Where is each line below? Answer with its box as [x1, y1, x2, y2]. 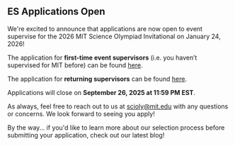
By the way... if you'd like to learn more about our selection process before [7, 123, 225, 132]
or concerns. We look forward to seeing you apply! [7, 109, 156, 118]
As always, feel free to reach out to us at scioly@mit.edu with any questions [7, 102, 229, 111]
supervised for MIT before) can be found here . [7, 60, 143, 69]
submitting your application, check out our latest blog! [7, 130, 165, 139]
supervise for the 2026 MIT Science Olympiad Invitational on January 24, [7, 32, 221, 40]
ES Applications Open [7, 6, 105, 18]
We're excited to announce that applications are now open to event [7, 24, 203, 33]
